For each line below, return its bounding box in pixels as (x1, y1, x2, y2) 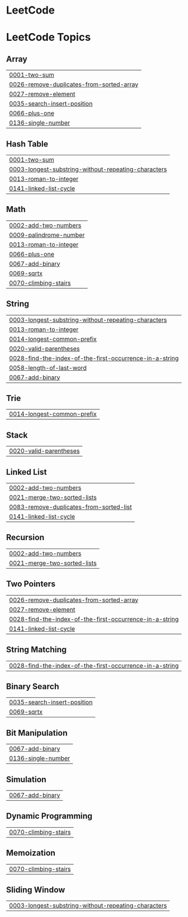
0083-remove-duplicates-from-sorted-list (9, 503, 132, 511)
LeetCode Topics (6, 31, 91, 44)
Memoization (6, 848, 56, 858)
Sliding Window (6, 885, 65, 895)
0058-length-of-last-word (9, 364, 87, 372)
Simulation (6, 774, 47, 784)
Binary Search (6, 681, 60, 691)
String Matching (6, 645, 67, 655)
